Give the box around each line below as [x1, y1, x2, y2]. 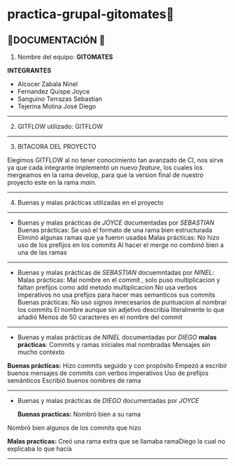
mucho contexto [17, 348, 65, 356]
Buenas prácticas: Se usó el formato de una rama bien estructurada [17, 226, 213, 234]
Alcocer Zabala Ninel [17, 80, 78, 88]
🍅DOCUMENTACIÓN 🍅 [7, 34, 106, 46]
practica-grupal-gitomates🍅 [7, 6, 175, 22]
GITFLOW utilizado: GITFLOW [17, 122, 104, 130]
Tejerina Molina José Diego [17, 102, 97, 111]
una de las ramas [17, 248, 68, 256]
